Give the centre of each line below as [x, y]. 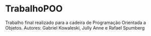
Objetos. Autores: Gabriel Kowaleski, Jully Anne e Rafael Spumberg [75, 27]
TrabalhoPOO [34, 9]
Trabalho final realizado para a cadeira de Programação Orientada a [75, 22]
